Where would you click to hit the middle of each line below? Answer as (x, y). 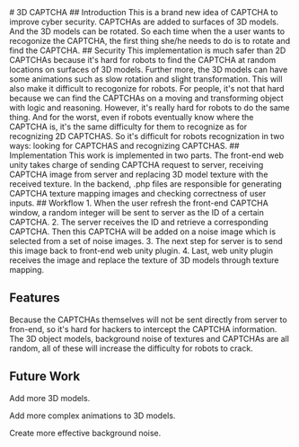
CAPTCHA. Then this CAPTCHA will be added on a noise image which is (143, 232)
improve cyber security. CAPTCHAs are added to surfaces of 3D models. (144, 22)
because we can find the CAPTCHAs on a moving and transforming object (147, 98)
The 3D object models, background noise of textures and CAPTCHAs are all (149, 338)
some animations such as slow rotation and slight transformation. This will (146, 79)
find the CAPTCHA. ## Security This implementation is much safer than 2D (148, 50)
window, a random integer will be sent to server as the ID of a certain (137, 212)
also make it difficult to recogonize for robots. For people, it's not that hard (147, 88)
